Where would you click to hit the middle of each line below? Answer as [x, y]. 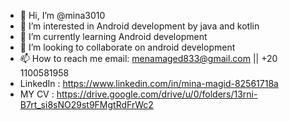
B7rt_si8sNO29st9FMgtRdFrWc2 [86, 104]
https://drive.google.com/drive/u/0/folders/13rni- [157, 94]
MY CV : [37, 94]
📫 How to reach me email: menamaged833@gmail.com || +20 [148, 58]
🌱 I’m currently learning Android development [113, 36]
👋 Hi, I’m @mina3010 [62, 15]
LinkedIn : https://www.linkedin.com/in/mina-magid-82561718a [149, 83]
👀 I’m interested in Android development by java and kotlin [139, 26]
